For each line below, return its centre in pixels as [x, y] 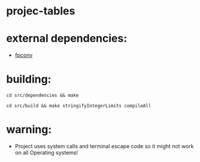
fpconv [24, 55]
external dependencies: [67, 39]
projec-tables [41, 11]
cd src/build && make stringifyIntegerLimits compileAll [79, 106]
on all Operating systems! [46, 152]
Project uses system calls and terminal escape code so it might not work [104, 146]
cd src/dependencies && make [43, 95]
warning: [29, 130]
